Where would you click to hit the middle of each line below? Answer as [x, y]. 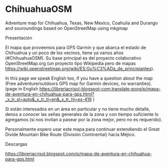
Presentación [19, 38]
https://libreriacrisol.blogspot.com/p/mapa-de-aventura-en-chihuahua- [79, 154]
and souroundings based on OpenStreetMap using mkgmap [67, 28]
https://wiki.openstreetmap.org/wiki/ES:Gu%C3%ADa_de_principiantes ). [80, 69]
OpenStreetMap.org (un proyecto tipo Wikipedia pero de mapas [71, 63]
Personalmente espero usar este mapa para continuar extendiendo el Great [83, 129]
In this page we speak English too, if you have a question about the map [79, 78]
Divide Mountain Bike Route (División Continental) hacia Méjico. [71, 134]
